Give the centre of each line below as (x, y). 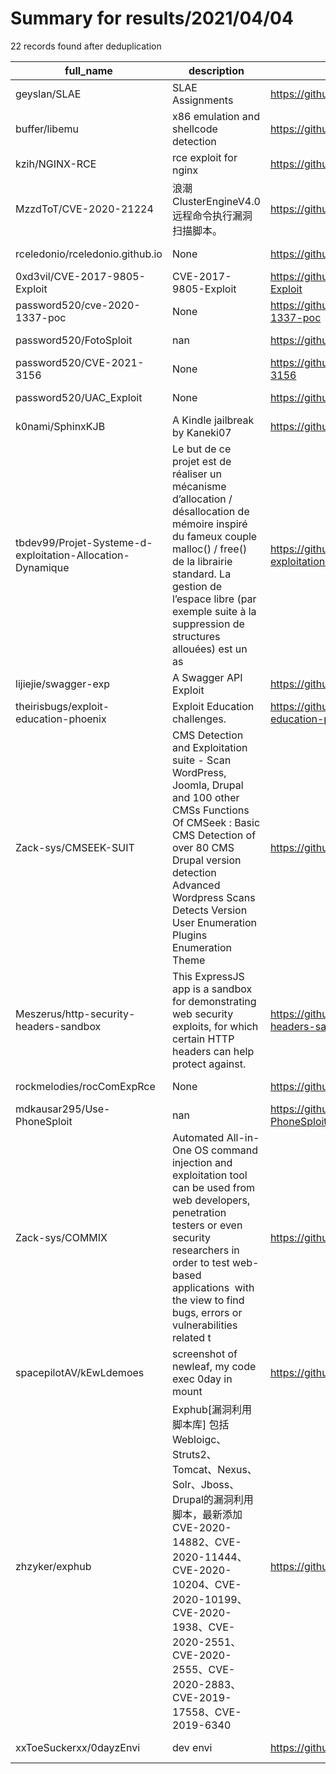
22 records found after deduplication (86, 46)
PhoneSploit (44, 1121)
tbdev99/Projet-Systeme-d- (84, 542)
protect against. (209, 1064)
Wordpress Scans (213, 897)
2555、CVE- (203, 1669)
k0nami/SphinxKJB (60, 426)
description (216, 70)
